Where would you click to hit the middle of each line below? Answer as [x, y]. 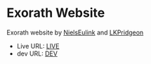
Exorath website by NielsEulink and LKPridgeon [75, 32]
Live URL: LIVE [38, 46]
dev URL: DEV [37, 53]
